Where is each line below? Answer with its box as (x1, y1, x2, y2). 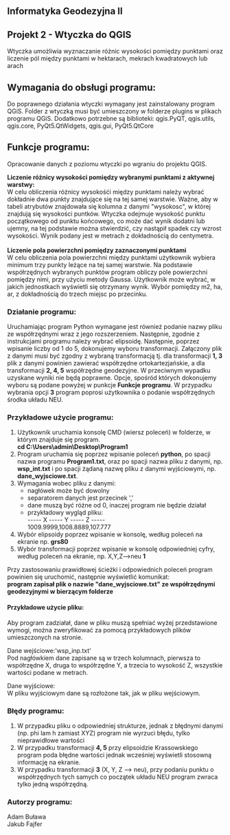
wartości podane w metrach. (7, 668, 88, 676)
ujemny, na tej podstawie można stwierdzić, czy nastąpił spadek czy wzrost (7, 224, 222, 232)
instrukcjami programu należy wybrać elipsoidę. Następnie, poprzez (7, 337, 200, 345)
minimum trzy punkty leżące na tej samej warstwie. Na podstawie (7, 260, 193, 268)
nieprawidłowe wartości (16, 736, 85, 744)
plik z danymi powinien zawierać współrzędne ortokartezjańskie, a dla (7, 359, 205, 367)
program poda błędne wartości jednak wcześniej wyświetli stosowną (16, 751, 211, 759)
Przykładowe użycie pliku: (7, 604, 84, 612)
